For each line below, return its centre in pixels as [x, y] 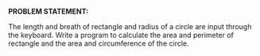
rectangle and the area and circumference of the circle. [99, 43]
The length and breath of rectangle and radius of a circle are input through [130, 26]
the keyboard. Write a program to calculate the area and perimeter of [121, 35]
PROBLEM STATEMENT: [49, 11]
